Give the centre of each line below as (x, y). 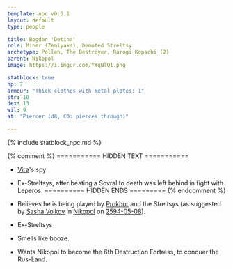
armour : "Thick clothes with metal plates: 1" (76, 91)
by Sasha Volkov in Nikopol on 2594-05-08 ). (81, 211)
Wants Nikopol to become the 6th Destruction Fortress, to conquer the (118, 252)
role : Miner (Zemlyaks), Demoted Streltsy (70, 46)
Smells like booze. (43, 238)
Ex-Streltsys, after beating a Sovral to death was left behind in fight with (120, 183)
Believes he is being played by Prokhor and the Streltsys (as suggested (119, 203)
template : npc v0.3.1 (39, 14)
